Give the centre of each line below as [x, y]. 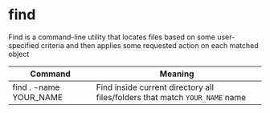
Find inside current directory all [155, 87]
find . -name [36, 87]
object [19, 54]
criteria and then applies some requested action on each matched [149, 45]
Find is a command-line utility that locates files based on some [112, 37]
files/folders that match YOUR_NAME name [171, 97]
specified [24, 45]
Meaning [177, 74]
